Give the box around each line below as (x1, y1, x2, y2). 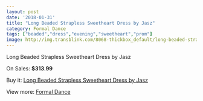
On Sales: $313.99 (6, 65, 53, 72)
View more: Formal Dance (6, 88, 71, 95)
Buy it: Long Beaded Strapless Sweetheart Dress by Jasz (6, 76, 149, 84)
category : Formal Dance (6, 25, 66, 32)
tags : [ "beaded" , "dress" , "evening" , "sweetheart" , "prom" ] (6, 31, 153, 37)
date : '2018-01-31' (6, 14, 56, 20)
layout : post (6, 8, 39, 15)
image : (6, 37, 23, 43)
